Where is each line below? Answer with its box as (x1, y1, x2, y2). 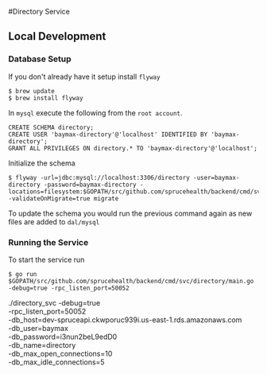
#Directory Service (8, 7, 70, 16)
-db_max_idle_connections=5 (8, 357, 105, 367)
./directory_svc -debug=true (8, 298, 101, 307)
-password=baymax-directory (43, 181, 137, 189)
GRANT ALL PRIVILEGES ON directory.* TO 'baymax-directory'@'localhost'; (8, 144, 258, 152)
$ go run (8, 270, 37, 278)
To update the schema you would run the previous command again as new (8, 208, 253, 218)
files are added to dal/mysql (8, 216, 100, 226)
